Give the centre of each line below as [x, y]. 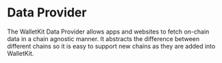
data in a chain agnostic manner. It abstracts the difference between [103, 38]
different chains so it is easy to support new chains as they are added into [111, 46]
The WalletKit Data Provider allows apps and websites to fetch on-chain [108, 32]
